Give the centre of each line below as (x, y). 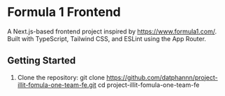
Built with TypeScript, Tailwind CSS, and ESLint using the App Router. (107, 38)
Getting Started (42, 61)
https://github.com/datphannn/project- (162, 77)
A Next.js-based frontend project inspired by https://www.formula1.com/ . (112, 31)
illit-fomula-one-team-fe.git (57, 85)
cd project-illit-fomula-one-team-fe (148, 85)
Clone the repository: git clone (61, 77)
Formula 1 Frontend (64, 12)
